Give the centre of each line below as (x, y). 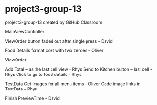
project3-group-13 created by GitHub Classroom (54, 22)
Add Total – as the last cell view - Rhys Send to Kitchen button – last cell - (78, 69)
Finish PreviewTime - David (32, 98)
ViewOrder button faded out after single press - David (59, 41)
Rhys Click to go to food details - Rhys (43, 74)
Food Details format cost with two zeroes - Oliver (54, 50)
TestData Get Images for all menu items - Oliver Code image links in (73, 84)
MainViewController (25, 31)
